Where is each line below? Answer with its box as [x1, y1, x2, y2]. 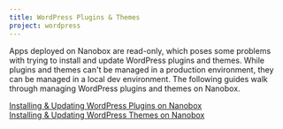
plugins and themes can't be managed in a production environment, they [9, 64, 274, 75]
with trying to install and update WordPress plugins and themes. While [9, 55, 265, 65]
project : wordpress [9, 21, 81, 30]
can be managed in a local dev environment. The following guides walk [9, 73, 268, 84]
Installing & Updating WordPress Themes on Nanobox [9, 110, 205, 120]
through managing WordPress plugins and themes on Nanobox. [9, 83, 241, 94]
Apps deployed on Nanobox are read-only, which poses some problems [9, 45, 272, 56]
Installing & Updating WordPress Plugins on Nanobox [9, 100, 203, 110]
